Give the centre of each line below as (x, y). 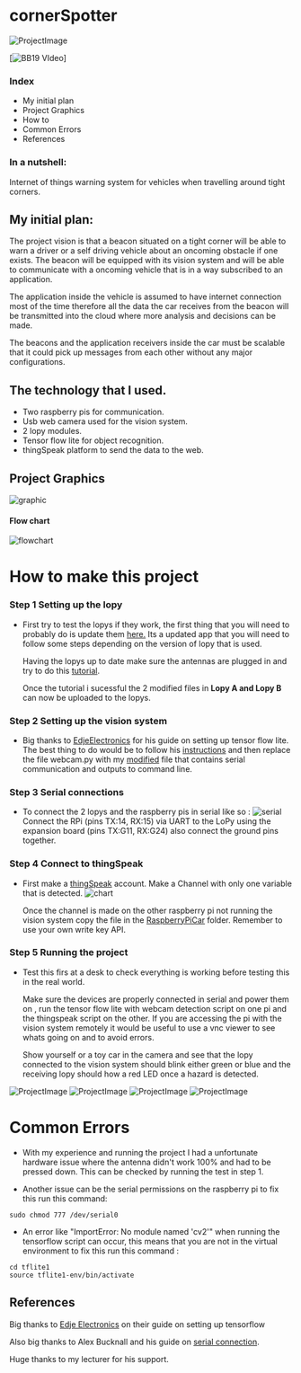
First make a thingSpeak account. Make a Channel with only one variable (157, 883)
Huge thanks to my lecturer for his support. (89, 1359)
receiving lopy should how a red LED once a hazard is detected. (140, 1074)
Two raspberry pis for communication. (93, 412)
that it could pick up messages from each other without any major (131, 352)
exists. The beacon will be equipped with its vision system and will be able (147, 261)
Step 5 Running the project (69, 952)
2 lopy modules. (52, 431)
